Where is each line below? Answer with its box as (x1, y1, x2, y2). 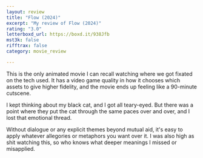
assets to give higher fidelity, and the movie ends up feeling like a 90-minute (6, 83, 198, 90)
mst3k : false (6, 37, 39, 43)
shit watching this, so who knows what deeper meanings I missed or (6, 139, 177, 146)
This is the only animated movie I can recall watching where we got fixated (6, 70, 193, 77)
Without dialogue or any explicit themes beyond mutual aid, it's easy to (6, 125, 183, 133)
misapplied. (6, 145, 35, 152)
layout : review (6, 8, 45, 15)
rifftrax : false (6, 43, 47, 49)
